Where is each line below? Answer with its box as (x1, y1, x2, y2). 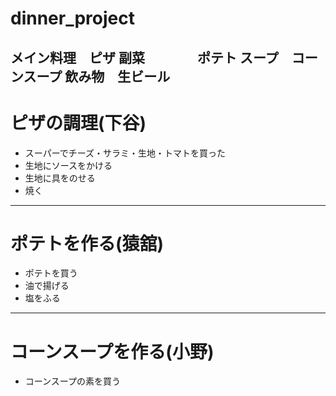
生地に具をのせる (24, 172, 96, 184)
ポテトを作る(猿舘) (10, 232, 165, 255)
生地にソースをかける (24, 159, 113, 171)
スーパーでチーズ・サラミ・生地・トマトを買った (24, 147, 227, 159)
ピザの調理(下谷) (10, 112, 147, 134)
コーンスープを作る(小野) (10, 340, 215, 363)
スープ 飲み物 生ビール (23, 68, 171, 85)
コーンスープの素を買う (24, 375, 121, 387)
